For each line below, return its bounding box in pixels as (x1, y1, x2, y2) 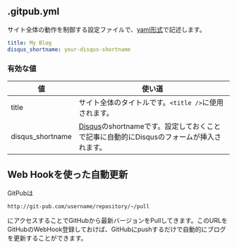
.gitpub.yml (7, 6, 60, 18)
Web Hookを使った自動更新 (7, 169, 128, 181)
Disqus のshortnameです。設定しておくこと (78, 121, 221, 131)
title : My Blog (7, 39, 52, 47)
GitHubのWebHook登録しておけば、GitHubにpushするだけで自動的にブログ (7, 225, 226, 233)
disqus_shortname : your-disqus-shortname (7, 46, 131, 53)
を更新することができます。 (7, 233, 87, 242)
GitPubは (7, 188, 34, 197)
